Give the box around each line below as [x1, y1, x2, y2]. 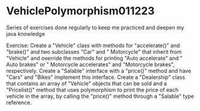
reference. [6, 98, 32, 106]
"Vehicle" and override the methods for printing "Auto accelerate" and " [6, 54, 183, 61]
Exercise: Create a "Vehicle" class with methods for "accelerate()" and [6, 42, 180, 49]
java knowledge [6, 30, 46, 37]
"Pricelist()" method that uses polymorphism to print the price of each [6, 86, 179, 93]
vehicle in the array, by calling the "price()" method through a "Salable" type [6, 92, 195, 100]
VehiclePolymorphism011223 [6, 4, 155, 18]
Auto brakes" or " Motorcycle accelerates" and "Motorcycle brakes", [6, 61, 175, 68]
